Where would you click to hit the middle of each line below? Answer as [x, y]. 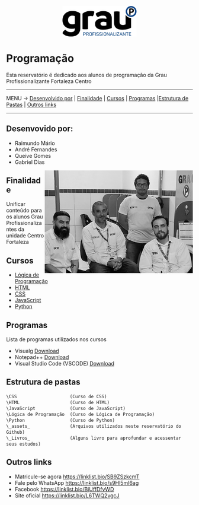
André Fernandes [36, 149]
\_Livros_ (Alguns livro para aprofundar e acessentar [94, 438]
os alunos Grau [25, 217]
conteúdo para [24, 211]
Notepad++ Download [42, 357]
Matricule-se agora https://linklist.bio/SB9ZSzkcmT [77, 477]
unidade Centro [25, 236]
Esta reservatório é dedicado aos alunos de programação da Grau [86, 75]
